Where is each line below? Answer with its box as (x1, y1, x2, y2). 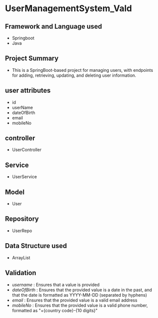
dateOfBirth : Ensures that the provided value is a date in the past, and (12, 287, 152, 293)
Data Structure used (5, 242, 67, 250)
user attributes (5, 86, 51, 95)
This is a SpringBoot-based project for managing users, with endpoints (12, 67, 153, 73)
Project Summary (5, 54, 59, 63)
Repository (5, 215, 39, 223)
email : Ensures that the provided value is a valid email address (12, 297, 138, 303)
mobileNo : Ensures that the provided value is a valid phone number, (12, 302, 148, 308)
